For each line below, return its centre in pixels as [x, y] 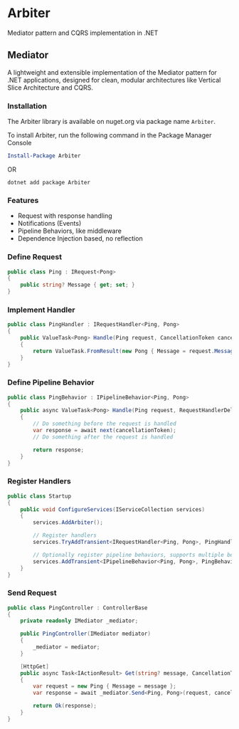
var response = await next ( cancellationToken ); [105, 431]
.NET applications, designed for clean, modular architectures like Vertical [114, 80]
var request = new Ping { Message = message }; [105, 686]
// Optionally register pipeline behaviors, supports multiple [128, 555]
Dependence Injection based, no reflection [80, 238]
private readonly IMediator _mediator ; [79, 621]
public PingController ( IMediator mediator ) [86, 634]
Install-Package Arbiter [44, 156]
